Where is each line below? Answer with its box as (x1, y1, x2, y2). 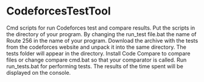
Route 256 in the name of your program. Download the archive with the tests (6, 37, 199, 44)
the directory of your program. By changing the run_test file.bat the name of (6, 30, 197, 37)
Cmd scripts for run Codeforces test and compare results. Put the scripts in (6, 24, 195, 31)
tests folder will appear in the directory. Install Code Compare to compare (6, 49, 191, 57)
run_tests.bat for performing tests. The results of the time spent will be (6, 62, 184, 70)
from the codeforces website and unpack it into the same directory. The (6, 43, 187, 51)
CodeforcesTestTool (6, 4, 111, 18)
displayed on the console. (6, 69, 71, 76)
